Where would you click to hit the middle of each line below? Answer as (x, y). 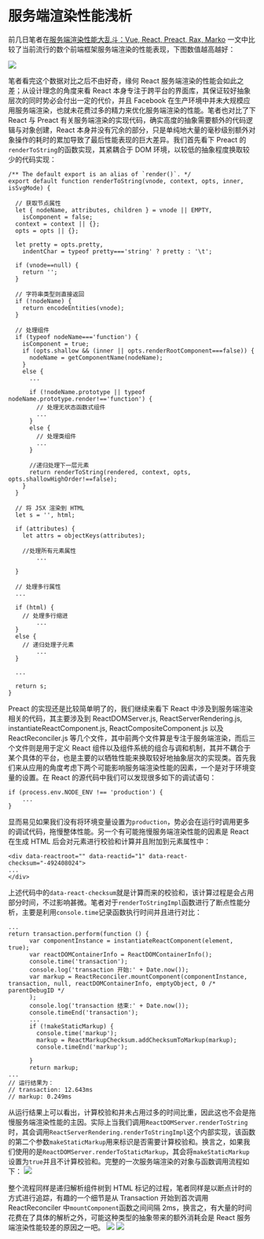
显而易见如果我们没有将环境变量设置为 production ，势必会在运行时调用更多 (129, 821)
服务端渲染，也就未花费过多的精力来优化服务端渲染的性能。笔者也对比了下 (135, 110)
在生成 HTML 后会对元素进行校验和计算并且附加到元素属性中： (109, 841)
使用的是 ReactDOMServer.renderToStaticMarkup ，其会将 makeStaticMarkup (132, 1151)
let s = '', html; (46, 515)
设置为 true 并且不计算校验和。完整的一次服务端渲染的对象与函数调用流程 (125, 1161)
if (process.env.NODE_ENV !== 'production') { (86, 792)
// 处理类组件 (57, 436)
